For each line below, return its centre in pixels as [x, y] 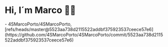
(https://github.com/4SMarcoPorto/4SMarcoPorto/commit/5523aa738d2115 [84, 34]
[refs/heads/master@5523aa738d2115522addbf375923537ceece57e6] [79, 29]
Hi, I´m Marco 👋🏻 [40, 10]
